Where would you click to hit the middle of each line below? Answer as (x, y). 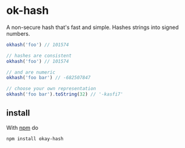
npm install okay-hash (35, 139)
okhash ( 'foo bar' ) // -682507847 (49, 78)
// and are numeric (31, 72)
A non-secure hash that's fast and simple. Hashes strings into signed (92, 27)
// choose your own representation (51, 89)
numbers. (18, 33)
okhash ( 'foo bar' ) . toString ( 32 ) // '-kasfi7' (65, 94)
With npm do (22, 127)
